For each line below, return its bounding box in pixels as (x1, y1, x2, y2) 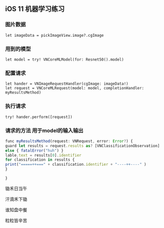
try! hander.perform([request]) (5, 115, 72, 120)
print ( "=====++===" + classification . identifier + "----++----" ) (5, 162, 146, 167)
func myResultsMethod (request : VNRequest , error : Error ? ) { (5, 139, 133, 144)
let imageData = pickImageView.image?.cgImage (5, 33, 104, 38)
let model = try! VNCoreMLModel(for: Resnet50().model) (5, 57, 124, 62)
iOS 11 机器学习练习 (5, 5, 65, 14)
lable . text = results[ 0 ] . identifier (5, 153, 81, 158)
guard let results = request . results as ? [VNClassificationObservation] (5, 143, 160, 148)
